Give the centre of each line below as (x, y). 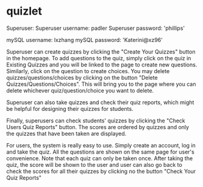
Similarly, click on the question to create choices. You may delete (88, 71)
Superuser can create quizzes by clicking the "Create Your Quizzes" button (101, 51)
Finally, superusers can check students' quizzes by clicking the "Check (96, 121)
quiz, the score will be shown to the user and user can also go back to (94, 164)
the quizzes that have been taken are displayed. (66, 133)
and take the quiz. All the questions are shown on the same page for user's (101, 152)
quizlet (24, 11)
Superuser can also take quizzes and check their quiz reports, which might (100, 102)
